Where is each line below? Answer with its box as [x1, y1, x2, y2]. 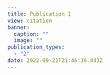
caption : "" [13, 30, 50, 38]
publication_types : [7, 44, 65, 51]
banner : [7, 24, 31, 31]
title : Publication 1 [7, 10, 72, 18]
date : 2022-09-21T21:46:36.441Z [7, 57, 103, 64]
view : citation [7, 17, 53, 24]
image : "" [13, 37, 43, 44]
